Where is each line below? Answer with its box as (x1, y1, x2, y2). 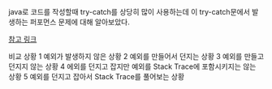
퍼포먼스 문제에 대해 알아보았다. (29, 17, 130, 27)
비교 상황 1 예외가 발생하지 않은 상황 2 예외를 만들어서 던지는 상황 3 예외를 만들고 (8, 52, 265, 61)
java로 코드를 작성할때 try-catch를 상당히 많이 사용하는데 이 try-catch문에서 (8, 7, 250, 16)
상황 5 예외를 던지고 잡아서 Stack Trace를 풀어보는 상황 (8, 72, 185, 81)
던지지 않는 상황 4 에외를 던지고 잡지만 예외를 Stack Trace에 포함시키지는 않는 (8, 61, 257, 71)
